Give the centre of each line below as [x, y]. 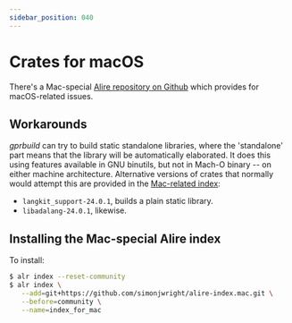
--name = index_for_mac [61, 310]
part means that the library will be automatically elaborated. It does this [140, 155]
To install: [27, 260]
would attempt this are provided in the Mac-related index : [115, 183]
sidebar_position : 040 [51, 17]
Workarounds [48, 124]
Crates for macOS [77, 61]
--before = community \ [61, 302]
